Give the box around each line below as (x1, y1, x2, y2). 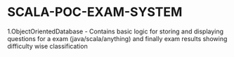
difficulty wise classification (7, 42, 88, 50)
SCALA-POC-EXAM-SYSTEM (7, 4, 183, 20)
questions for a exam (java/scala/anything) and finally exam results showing (7, 34, 228, 42)
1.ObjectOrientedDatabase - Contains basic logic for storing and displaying (7, 27, 223, 35)
